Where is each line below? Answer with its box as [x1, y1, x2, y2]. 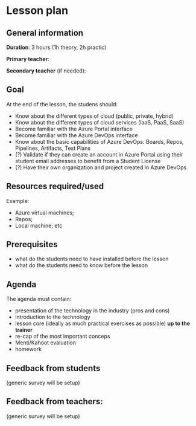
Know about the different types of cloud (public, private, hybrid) [14, 112, 174, 120]
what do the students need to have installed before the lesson [14, 255, 169, 263]
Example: [6, 197, 30, 204]
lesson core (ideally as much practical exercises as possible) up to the [14, 320, 191, 327]
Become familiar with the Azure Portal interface [14, 125, 133, 132]
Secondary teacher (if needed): [6, 67, 86, 74]
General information [6, 28, 83, 38]
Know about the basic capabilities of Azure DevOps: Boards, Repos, [14, 138, 184, 145]
